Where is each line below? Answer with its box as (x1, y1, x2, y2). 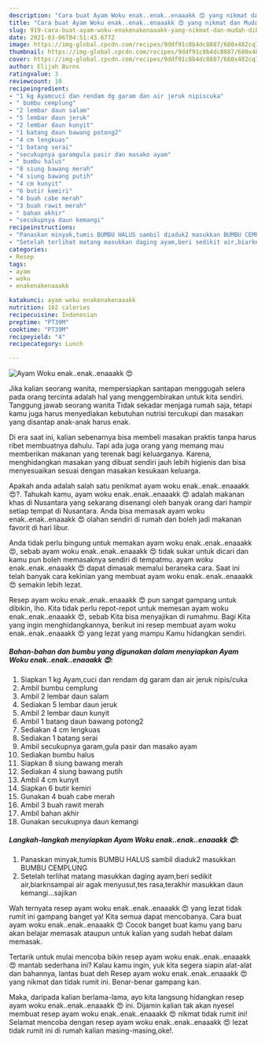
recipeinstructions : (9, 223, 77, 232)
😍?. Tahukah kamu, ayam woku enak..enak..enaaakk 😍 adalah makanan (9, 489, 245, 499)
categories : (9, 245, 48, 253)
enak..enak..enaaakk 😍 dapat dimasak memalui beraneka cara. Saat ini (9, 563, 241, 573)
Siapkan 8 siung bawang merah (20, 758, 123, 768)
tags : (9, 260, 27, 268)
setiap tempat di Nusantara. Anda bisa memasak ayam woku (9, 507, 205, 516)
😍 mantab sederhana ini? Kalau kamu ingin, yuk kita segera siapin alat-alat (9, 960, 252, 970)
